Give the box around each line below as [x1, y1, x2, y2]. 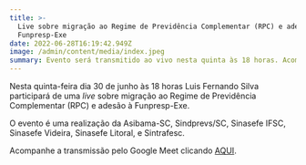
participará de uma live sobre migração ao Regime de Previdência [9, 90, 257, 101]
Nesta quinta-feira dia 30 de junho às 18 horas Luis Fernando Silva [9, 81, 260, 91]
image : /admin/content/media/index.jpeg [9, 47, 166, 57]
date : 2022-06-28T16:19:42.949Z [9, 38, 132, 48]
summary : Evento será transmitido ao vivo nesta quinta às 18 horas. [9, 56, 280, 65]
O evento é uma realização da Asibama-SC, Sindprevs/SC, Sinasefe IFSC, [9, 118, 287, 129]
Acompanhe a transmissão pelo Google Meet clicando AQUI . [9, 145, 237, 156]
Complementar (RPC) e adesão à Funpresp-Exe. [9, 100, 190, 110]
